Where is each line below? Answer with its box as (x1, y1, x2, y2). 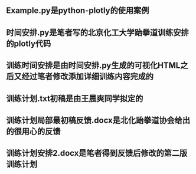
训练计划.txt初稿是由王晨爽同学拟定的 (6, 93, 143, 103)
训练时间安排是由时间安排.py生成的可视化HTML (6, 61, 181, 71)
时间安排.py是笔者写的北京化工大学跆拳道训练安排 (6, 27, 189, 37)
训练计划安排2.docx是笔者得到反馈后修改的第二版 (6, 148, 188, 158)
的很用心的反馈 (6, 126, 61, 136)
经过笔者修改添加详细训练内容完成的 (21, 71, 153, 81)
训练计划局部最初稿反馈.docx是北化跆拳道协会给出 (6, 115, 191, 125)
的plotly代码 (6, 38, 51, 48)
